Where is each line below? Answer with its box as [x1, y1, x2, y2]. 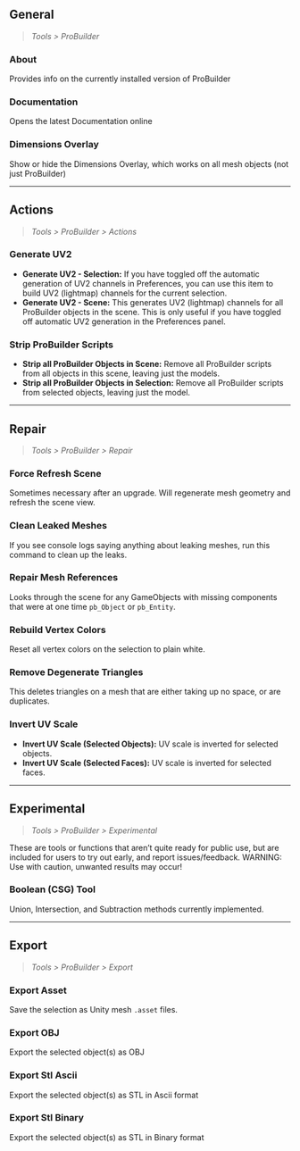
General [9, 7, 55, 22]
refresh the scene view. [9, 497, 96, 508]
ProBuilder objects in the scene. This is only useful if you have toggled [21, 306, 281, 317]
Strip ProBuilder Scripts [9, 338, 114, 351]
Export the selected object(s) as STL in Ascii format [9, 1089, 199, 1100]
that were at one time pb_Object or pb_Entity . [9, 601, 176, 612]
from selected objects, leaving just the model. [21, 388, 190, 398]
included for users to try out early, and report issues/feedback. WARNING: [9, 852, 283, 863]
